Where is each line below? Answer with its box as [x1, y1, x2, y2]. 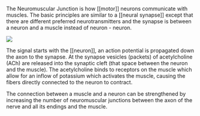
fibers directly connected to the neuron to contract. [6, 79, 133, 86]
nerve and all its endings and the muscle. [6, 103, 108, 110]
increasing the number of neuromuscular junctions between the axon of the [6, 97, 193, 103]
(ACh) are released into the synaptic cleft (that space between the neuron [6, 60, 188, 66]
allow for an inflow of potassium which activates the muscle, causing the [6, 72, 186, 80]
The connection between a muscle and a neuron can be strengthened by [6, 90, 186, 97]
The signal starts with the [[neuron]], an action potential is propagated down [6, 47, 195, 54]
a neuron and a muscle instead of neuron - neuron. [6, 24, 132, 31]
